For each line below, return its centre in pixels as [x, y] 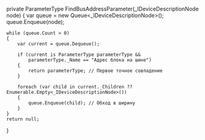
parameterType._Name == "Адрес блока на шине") [90, 60]
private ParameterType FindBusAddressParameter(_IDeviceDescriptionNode [102, 9]
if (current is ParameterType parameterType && [79, 55]
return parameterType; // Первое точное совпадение [96, 71]
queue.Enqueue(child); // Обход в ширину [82, 103]
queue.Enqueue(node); [35, 22]
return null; [23, 119]
